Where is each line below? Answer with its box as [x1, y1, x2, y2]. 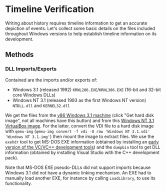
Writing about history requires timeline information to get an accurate [5, 20, 147, 26]
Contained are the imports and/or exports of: [5, 76, 97, 83]
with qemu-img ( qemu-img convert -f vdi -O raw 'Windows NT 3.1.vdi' [5, 128, 150, 134]
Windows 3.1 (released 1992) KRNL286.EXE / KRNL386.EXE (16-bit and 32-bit [12, 86, 161, 92]
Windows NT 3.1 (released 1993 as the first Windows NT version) [12, 97, 146, 103]
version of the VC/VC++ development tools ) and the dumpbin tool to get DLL [5, 144, 161, 150]
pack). [5, 154, 18, 160]
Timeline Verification [5, 3, 94, 15]
